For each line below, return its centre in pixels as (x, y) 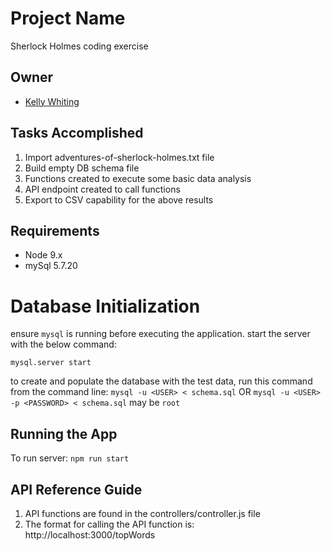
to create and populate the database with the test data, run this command (161, 381)
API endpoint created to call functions (102, 189)
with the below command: (63, 344)
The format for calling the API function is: (109, 524)
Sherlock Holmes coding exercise (79, 46)
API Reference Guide (76, 489)
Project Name (68, 18)
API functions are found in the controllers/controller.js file (142, 513)
